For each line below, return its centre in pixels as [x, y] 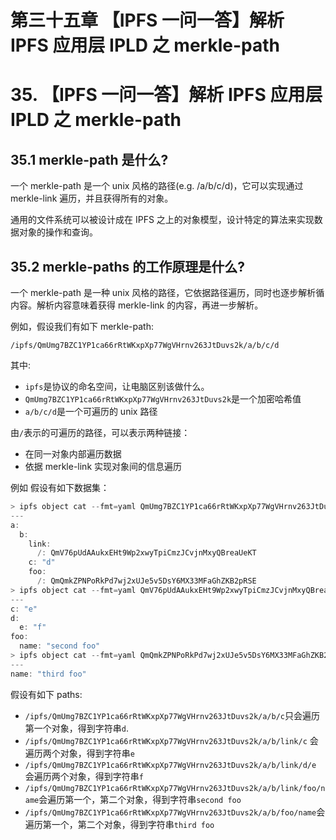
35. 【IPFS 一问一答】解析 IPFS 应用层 [166, 95]
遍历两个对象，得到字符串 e [79, 753]
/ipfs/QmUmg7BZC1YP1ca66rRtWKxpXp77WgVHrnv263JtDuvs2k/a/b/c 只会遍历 [172, 715]
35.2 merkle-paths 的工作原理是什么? [128, 266]
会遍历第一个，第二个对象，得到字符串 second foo [140, 799]
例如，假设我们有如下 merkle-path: [82, 326]
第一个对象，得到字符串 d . [77, 728]
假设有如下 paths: [46, 694]
